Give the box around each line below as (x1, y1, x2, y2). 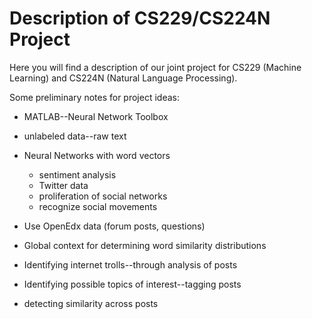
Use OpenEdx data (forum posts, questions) (23, 220, 206, 232)
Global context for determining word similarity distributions (23, 239, 267, 251)
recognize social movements (38, 200, 158, 212)
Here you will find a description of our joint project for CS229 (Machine (9, 61, 302, 73)
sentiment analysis (38, 168, 117, 181)
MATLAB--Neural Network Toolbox (23, 110, 169, 122)
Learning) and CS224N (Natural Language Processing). (9, 72, 238, 84)
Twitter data (38, 179, 89, 191)
